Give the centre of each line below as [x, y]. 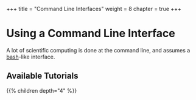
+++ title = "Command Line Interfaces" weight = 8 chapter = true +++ [94, 9]
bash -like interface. [31, 57]
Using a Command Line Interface [91, 34]
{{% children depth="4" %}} [42, 90]
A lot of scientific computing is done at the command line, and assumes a [98, 50]
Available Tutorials [42, 76]
